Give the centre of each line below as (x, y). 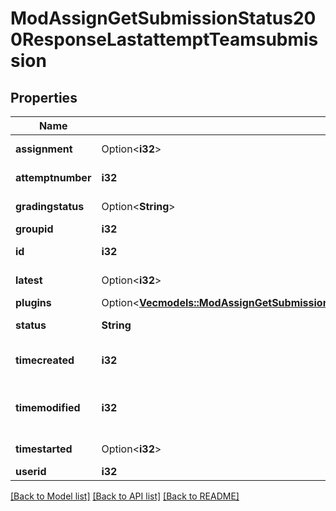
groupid (34, 229)
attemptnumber (53, 177)
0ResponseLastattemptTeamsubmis (164, 39)
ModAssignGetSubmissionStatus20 (163, 18)
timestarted (44, 449)
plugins (33, 302)
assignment (44, 149)
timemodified (48, 407)
